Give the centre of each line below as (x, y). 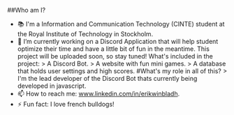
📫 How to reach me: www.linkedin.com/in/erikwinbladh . (98, 94)
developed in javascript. (52, 86)
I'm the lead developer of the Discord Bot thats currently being (107, 78)
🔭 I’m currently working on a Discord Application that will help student (118, 41)
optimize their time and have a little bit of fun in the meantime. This (113, 49)
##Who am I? (27, 10)
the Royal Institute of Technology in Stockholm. (85, 34)
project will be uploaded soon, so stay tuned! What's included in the (115, 56)
